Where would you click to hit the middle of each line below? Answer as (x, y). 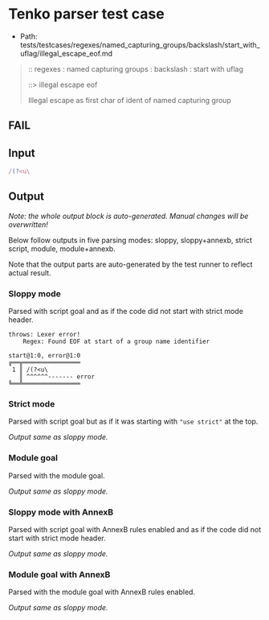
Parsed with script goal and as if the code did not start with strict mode (126, 312)
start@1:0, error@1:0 (45, 356)
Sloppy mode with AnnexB (61, 512)
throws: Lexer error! (45, 335)
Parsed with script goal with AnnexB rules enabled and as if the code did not (135, 530)
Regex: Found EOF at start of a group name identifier (116, 342)
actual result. (30, 273)
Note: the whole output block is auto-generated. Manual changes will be (128, 216)
